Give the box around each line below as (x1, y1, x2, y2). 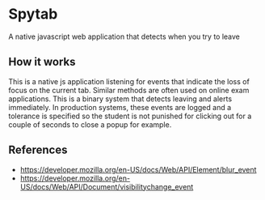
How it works (8, 55, 76, 69)
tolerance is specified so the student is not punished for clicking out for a (8, 111, 252, 121)
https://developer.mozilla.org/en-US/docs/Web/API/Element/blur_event (19, 164, 257, 174)
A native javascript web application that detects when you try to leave (8, 32, 241, 41)
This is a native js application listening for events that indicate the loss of (8, 76, 250, 86)
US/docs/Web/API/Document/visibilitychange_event (19, 181, 194, 191)
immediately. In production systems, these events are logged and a (8, 102, 232, 112)
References (8, 143, 68, 157)
